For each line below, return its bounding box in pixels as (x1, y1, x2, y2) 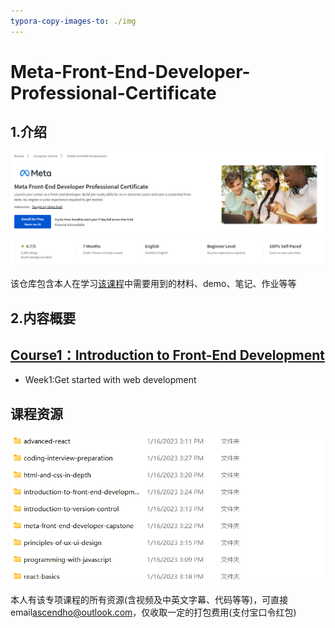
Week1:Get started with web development (24, 374, 197, 386)
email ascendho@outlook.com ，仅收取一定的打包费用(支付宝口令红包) (10, 606, 297, 618)
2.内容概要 (10, 310, 77, 327)
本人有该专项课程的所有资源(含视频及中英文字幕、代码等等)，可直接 (10, 593, 289, 605)
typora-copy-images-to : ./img (10, 16, 137, 26)
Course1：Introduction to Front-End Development (10, 346, 325, 364)
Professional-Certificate (10, 81, 217, 104)
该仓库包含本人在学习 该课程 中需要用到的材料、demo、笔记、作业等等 (10, 278, 297, 290)
